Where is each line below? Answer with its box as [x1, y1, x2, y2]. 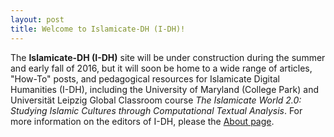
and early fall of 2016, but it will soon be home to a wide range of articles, [10, 62, 313, 74]
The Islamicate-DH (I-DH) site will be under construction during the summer [10, 51, 326, 63]
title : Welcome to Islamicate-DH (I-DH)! [10, 24, 186, 34]
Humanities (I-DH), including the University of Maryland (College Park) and [10, 83, 319, 95]
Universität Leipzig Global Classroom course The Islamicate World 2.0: [10, 94, 302, 106]
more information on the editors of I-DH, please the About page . [10, 115, 275, 127]
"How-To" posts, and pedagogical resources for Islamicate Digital [10, 72, 280, 85]
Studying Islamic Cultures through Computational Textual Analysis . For [10, 104, 303, 116]
